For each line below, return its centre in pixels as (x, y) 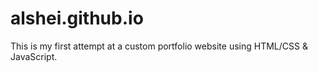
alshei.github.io (77, 18)
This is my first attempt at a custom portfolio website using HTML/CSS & (159, 46)
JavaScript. (34, 56)
